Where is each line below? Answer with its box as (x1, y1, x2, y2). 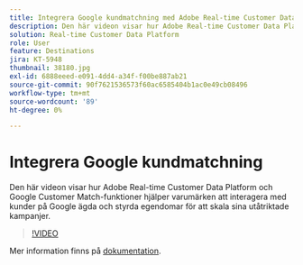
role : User (9, 38, 50, 48)
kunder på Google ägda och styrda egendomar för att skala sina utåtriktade (9, 201, 289, 212)
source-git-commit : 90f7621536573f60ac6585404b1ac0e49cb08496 (9, 80, 248, 89)
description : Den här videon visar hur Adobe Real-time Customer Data (9, 22, 280, 31)
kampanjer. (9, 211, 51, 222)
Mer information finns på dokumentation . (9, 245, 161, 257)
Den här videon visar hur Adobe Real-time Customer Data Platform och (9, 182, 273, 193)
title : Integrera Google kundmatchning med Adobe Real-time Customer (9, 13, 277, 23)
